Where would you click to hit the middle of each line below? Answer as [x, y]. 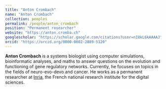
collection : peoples [26, 19]
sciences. [15, 82]
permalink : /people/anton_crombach [42, 23]
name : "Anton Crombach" [30, 14]
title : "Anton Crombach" [31, 10]
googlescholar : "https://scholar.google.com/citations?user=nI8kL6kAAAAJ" [84, 38]
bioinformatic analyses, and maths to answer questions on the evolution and [83, 61]
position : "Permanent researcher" [41, 28]
